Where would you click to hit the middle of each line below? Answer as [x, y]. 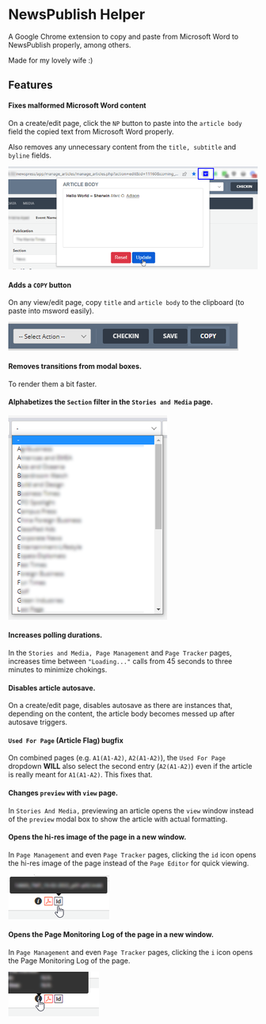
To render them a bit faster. [53, 384]
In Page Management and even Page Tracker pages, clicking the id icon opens [132, 855]
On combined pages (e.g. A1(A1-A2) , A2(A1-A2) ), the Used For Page [117, 758]
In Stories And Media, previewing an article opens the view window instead [131, 810]
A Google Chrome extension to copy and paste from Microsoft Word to [123, 36]
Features [30, 85]
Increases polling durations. [55, 635]
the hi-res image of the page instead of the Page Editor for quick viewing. [129, 863]
